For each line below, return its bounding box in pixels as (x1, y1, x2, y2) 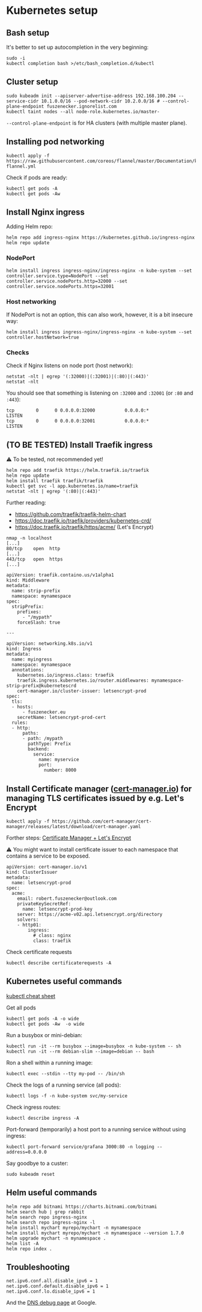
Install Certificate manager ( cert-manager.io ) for (6, 783, 192, 794)
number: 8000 (44, 767, 77, 773)
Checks (6, 348, 29, 356)
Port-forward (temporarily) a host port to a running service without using (6, 1125, 186, 1133)
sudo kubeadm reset (6, 1171, 55, 1177)
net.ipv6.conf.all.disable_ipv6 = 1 (6, 1278, 98, 1284)
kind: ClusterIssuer (6, 869, 58, 875)
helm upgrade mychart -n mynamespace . (6, 1235, 106, 1241)
